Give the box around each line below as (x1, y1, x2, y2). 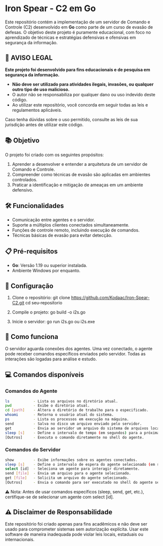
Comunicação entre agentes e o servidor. (12, 217, 96, 223)
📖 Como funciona (5, 333, 58, 341)
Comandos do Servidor (5, 446, 61, 453)
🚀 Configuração (5, 282, 53, 290)
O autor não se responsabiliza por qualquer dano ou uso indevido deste (12, 91, 156, 97)
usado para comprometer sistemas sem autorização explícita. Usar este (5, 526, 149, 532)
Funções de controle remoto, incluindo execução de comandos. (12, 227, 140, 233)
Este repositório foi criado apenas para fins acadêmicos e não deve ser (5, 521, 147, 527)
